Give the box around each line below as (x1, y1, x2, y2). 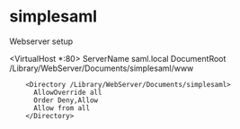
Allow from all (32, 103, 91, 113)
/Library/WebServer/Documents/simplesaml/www (9, 63, 194, 73)
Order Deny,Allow (32, 96, 99, 105)
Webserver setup (9, 36, 74, 47)
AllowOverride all (32, 88, 102, 97)
